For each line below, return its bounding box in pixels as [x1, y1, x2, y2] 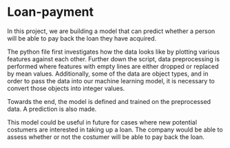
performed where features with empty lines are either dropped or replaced [7, 62, 219, 70]
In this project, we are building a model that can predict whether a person [7, 27, 216, 35]
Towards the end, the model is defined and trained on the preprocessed [7, 97, 211, 105]
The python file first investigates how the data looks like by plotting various [7, 47, 220, 56]
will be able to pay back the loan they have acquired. [7, 34, 157, 42]
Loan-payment [7, 4, 94, 20]
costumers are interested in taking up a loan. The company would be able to [7, 125, 223, 134]
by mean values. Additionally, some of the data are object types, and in [7, 70, 209, 78]
